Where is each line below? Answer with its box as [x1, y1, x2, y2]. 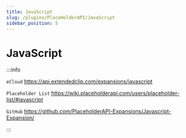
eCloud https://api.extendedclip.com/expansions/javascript [6, 78, 153, 85]
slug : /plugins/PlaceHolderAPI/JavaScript [6, 15, 115, 21]
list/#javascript [6, 96, 44, 103]
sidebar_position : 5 [6, 20, 59, 26]
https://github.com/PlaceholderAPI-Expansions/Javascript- [24, 108, 171, 115]
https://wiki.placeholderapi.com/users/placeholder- [51, 90, 180, 97]
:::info [6, 66, 21, 73]
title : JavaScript [6, 8, 53, 15]
